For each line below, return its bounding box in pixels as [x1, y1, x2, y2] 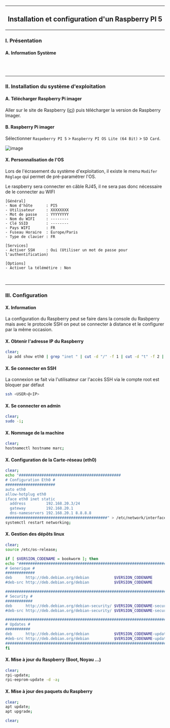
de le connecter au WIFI [5, 189, 55, 195]
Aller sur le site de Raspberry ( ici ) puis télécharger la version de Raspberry [5, 107, 161, 113]
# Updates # [5, 622, 30, 627]
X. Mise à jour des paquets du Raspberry [5, 688, 93, 694]
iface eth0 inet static [5, 497, 56, 502]
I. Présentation [5, 37, 42, 44]
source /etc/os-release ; [5, 547, 58, 552]
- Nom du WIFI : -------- [5, 217, 69, 222]
